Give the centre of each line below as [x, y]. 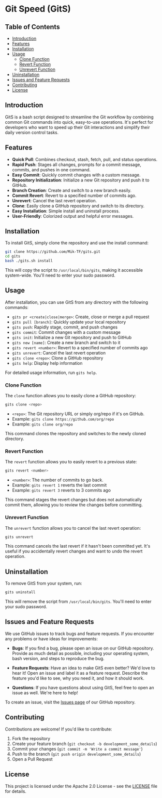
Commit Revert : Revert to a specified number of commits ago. [74, 195]
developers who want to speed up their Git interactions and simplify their [77, 127]
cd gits [13, 256]
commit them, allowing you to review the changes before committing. [74, 505]
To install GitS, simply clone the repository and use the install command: [77, 243]
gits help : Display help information [47, 363]
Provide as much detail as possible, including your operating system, [81, 653]
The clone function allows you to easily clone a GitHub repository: [71, 396]
